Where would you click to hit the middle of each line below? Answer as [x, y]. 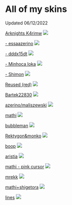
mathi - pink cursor [25, 166]
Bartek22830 [19, 95]
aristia [11, 156]
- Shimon [14, 74]
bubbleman [17, 125]
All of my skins [36, 9]
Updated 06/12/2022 [27, 23]
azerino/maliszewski [26, 105]
